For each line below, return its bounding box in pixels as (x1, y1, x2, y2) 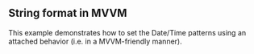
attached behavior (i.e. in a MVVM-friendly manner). (8, 36, 183, 46)
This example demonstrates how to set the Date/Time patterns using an (8, 27, 247, 37)
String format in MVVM (8, 6, 127, 20)
